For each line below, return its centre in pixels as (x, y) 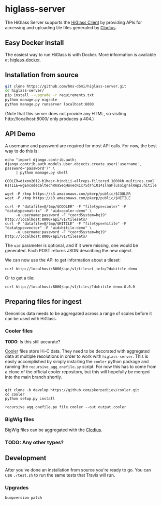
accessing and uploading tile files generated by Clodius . (61, 27)
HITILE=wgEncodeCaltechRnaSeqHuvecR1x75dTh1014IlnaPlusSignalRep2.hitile (81, 185)
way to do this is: (22, 151)
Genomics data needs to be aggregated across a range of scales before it (79, 313)
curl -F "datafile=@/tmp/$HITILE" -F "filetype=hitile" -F (66, 224)
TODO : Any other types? (34, 442)
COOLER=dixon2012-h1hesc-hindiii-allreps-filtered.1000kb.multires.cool (80, 181)
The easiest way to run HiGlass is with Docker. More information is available (81, 54)
